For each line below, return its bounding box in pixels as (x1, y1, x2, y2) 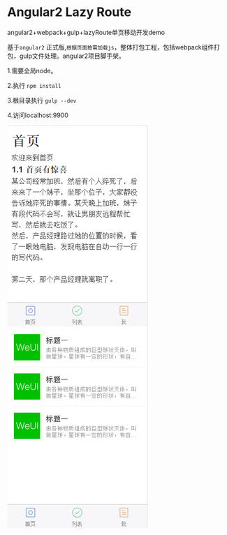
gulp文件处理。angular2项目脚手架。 (19, 52, 125, 60)
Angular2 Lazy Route (7, 4, 131, 20)
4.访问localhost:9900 (7, 111, 68, 119)
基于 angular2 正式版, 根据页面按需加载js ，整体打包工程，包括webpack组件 (7, 43, 214, 51)
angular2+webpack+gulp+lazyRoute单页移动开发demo (7, 28, 166, 36)
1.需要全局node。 (7, 66, 57, 75)
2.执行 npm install (7, 81, 61, 89)
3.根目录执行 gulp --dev (7, 96, 77, 105)
